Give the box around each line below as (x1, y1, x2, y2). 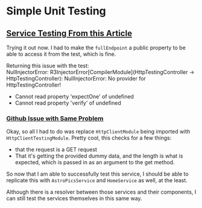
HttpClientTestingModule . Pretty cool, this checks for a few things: (6, 134, 172, 142)
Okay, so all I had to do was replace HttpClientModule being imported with (6, 128, 191, 135)
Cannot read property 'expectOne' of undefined (14, 93, 134, 100)
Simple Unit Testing (6, 4, 107, 18)
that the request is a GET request (14, 146, 98, 153)
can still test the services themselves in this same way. (6, 195, 143, 202)
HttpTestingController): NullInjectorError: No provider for (6, 75, 147, 82)
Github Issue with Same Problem (6, 114, 104, 123)
